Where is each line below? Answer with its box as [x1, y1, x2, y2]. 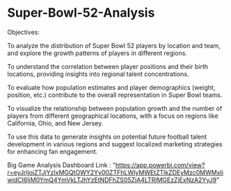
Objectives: [7, 28, 40, 36]
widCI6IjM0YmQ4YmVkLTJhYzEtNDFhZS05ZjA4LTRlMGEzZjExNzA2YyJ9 [7, 176, 217, 184]
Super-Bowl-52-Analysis [7, 5, 155, 21]
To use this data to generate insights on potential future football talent [7, 132, 207, 141]
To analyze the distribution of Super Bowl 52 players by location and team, [7, 41, 221, 49]
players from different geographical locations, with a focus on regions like [7, 112, 218, 120]
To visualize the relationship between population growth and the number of [7, 104, 223, 112]
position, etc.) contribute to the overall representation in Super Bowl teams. [7, 91, 223, 99]
